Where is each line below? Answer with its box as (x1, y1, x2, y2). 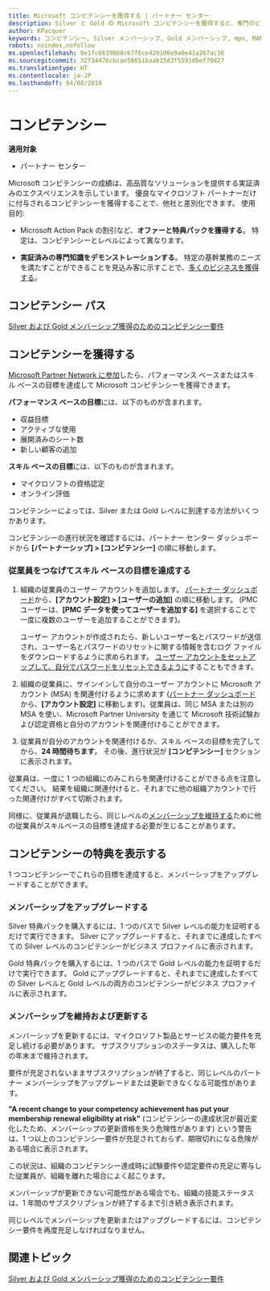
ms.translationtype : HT (8, 64, 88, 72)
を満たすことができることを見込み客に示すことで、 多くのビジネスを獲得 (19, 263, 260, 273)
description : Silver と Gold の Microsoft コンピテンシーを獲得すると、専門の (8, 19, 256, 27)
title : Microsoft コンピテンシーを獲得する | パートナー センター (8, 11, 211, 20)
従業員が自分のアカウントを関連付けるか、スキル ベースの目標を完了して (19, 736, 261, 746)
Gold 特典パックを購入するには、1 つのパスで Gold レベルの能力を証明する (8, 958, 255, 969)
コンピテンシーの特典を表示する (8, 846, 167, 860)
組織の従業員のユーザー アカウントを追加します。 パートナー (19, 584, 221, 595)
